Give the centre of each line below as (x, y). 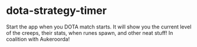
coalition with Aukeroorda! (38, 39)
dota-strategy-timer (57, 11)
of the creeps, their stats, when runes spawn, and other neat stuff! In (90, 32)
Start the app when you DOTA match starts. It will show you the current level (99, 27)
